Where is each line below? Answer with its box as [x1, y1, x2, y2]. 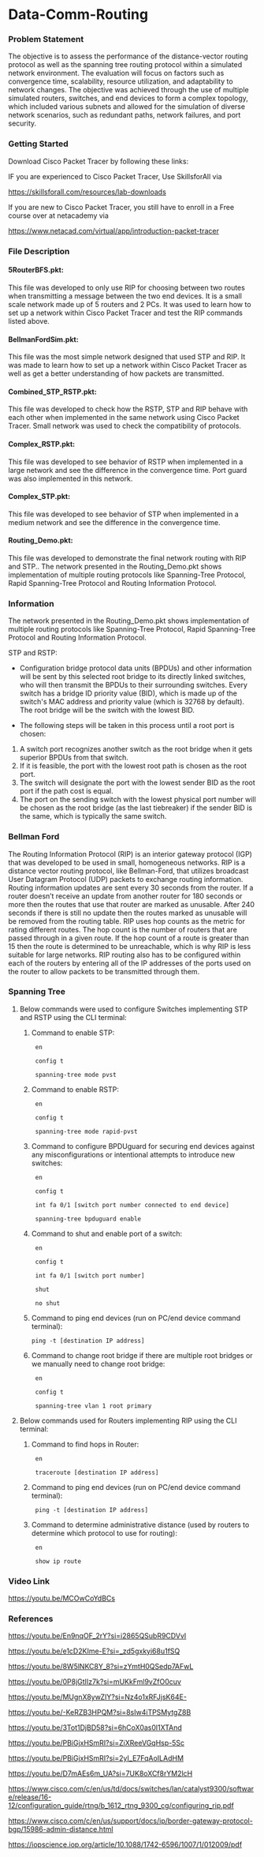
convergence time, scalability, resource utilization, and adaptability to [8, 77, 234, 86]
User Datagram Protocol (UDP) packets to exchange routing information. [8, 874, 244, 883]
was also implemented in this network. [8, 474, 133, 483]
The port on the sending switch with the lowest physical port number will [19, 795, 256, 805]
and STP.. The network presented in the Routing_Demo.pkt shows [8, 561, 222, 571]
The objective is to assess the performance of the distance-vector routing [8, 51, 248, 61]
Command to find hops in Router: [31, 1439, 139, 1449]
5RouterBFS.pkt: [8, 265, 65, 275]
